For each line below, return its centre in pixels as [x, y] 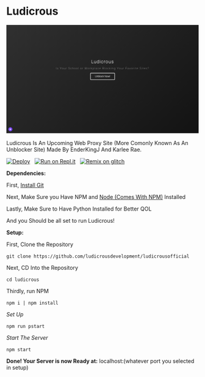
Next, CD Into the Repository [42, 267]
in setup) [17, 367]
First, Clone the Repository [40, 244]
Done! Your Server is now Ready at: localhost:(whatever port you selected [100, 361]
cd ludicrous [23, 280]
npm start [19, 349]
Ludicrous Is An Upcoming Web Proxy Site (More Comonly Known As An [97, 143]
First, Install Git [25, 185]
